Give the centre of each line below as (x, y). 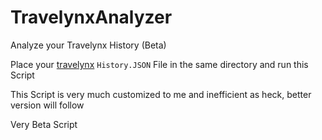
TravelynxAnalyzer (91, 17)
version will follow (47, 105)
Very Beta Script (44, 124)
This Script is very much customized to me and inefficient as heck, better (161, 94)
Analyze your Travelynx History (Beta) (88, 45)
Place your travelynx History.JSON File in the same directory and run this (159, 64)
